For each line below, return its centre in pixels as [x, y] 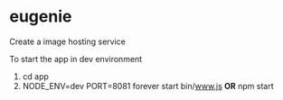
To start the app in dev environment [76, 59]
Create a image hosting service [68, 41]
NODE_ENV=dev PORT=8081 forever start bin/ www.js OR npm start [148, 86]
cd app [36, 76]
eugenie [41, 17]
